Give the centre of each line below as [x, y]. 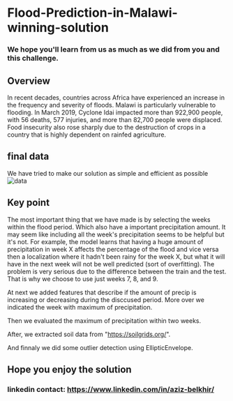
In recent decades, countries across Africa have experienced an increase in [116, 97]
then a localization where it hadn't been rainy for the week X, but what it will [116, 257]
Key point [29, 203]
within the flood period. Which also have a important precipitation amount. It [116, 227]
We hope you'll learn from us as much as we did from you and [113, 50]
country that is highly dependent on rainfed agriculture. [87, 135]
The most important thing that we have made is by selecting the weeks [109, 219]
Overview [29, 81]
